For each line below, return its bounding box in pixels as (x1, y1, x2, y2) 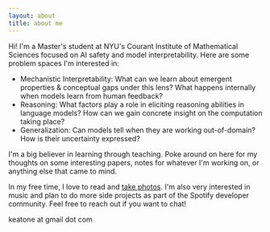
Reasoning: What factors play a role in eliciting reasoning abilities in (19, 100, 244, 109)
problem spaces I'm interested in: (8, 58, 119, 68)
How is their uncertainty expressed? (19, 133, 141, 143)
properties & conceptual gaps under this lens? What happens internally (19, 82, 256, 92)
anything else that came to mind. (8, 166, 117, 176)
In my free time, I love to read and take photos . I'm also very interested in (8, 181, 251, 191)
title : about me (8, 19, 63, 27)
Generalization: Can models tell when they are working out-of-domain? (19, 125, 256, 135)
